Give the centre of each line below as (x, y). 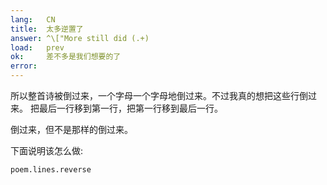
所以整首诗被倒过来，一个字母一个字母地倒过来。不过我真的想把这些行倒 (159, 95)
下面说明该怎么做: (47, 150)
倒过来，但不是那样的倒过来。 (71, 129)
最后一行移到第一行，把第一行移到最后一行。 (130, 108)
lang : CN (33, 19)
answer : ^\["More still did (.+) (80, 38)
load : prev (37, 47)
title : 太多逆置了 (47, 29)
